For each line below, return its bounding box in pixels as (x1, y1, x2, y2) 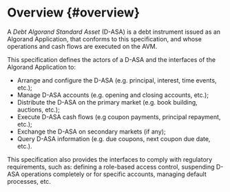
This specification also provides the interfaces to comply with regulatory (7, 155, 213, 163)
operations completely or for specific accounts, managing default (21, 170, 207, 178)
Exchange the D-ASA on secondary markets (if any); (17, 127, 167, 136)
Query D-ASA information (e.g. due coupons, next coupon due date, (17, 134, 211, 142)
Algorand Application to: (7, 63, 76, 71)
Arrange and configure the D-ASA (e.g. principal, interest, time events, (17, 76, 217, 84)
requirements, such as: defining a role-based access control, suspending (7, 162, 215, 171)
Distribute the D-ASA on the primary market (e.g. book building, (17, 98, 198, 106)
